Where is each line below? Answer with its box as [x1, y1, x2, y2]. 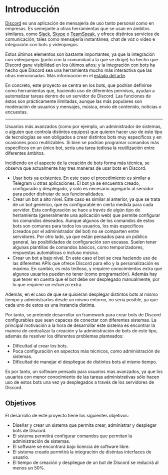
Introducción [5, 4, 60, 15]
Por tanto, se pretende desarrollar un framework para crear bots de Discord [5, 311, 161, 317]
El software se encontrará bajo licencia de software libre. [12, 443, 130, 449]
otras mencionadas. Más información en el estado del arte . [5, 72, 126, 78]
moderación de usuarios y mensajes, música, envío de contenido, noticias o [5, 103, 161, 109]
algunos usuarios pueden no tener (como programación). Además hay [12, 271, 157, 277]
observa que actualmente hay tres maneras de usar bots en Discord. [5, 165, 146, 171]
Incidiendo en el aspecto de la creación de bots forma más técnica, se [5, 160, 150, 166]
